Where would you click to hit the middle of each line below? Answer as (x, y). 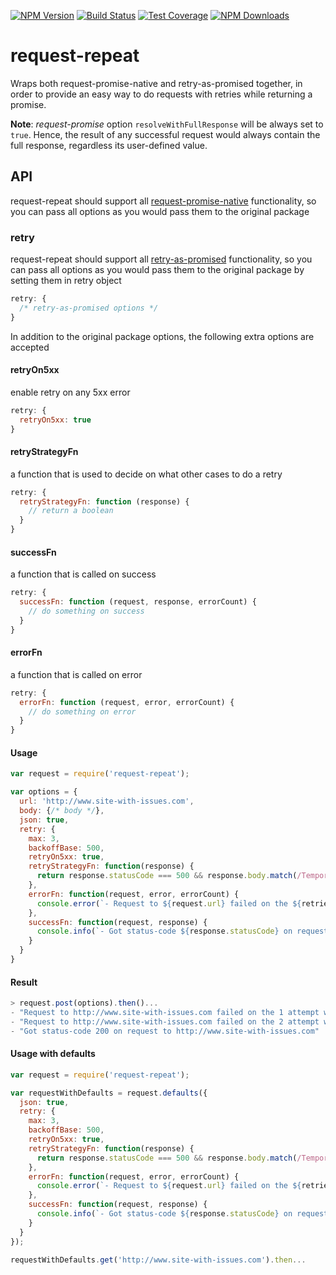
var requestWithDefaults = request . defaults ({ (109, 1093)
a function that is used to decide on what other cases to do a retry (146, 474)
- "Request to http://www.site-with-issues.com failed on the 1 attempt (165, 1013)
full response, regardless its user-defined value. (109, 145)
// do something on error (82, 711)
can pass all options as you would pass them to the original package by (157, 270)
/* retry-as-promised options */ (89, 308)
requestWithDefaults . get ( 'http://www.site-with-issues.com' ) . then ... (158, 1260)
